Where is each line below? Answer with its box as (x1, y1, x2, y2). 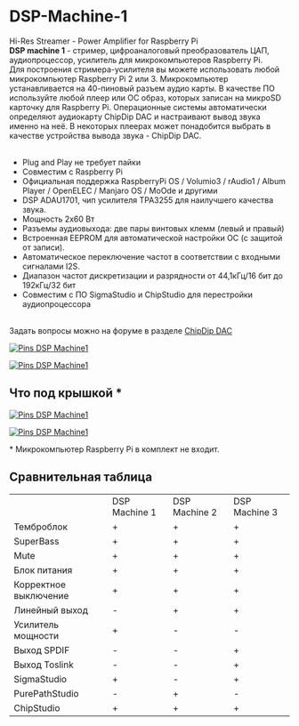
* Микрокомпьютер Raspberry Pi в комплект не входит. (9, 443, 220, 455)
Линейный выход (13, 603, 89, 616)
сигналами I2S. (21, 261, 80, 271)
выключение (13, 589, 69, 601)
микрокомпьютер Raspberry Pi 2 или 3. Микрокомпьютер (9, 73, 229, 84)
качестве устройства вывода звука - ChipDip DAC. (9, 130, 202, 141)
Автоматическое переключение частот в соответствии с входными (21, 251, 280, 262)
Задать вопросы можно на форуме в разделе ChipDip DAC (9, 325, 233, 335)
